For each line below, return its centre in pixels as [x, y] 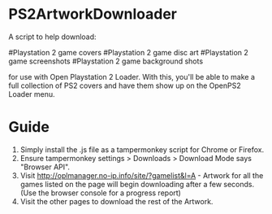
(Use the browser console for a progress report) [100, 193]
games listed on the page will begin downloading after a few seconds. [137, 184]
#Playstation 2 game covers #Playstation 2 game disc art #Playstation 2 [129, 52]
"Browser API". [45, 167]
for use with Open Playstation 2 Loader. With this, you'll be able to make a [132, 76]
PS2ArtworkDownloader [93, 14]
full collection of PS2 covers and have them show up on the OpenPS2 [125, 85]
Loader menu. [32, 94]
